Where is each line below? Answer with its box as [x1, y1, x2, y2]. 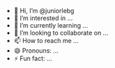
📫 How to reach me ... [13, 37, 79, 44]
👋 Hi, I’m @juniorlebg [13, 7, 75, 15]
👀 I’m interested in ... [13, 14, 73, 22]
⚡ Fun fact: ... [13, 54, 52, 62]
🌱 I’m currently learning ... [13, 22, 89, 29]
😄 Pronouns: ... [13, 46, 59, 55]
